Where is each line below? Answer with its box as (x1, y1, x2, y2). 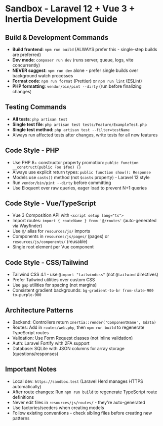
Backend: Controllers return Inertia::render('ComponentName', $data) (12, 319, 157, 325)
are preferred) (12, 52, 41, 58)
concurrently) (12, 62, 41, 68)
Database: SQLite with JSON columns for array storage (12, 346, 125, 352)
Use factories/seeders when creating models (12, 405, 105, 411)
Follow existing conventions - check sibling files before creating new (12, 410, 152, 416)
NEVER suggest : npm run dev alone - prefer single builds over (12, 67, 138, 73)
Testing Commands (5, 103, 67, 112)
